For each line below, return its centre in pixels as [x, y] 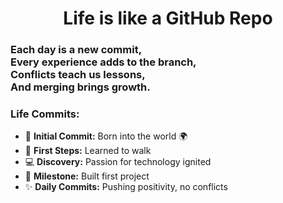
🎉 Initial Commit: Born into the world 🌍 [106, 136]
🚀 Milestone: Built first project [87, 176]
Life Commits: [45, 114]
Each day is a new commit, [76, 50]
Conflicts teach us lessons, [78, 75]
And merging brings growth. [80, 87]
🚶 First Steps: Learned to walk [88, 151]
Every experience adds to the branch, [103, 62]
